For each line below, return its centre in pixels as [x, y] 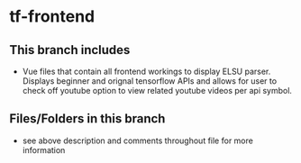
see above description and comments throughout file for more [138, 140]
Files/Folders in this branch [87, 119]
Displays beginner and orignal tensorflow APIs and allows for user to [150, 81]
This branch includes [70, 50]
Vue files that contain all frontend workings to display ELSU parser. [146, 71]
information [44, 149]
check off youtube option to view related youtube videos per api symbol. [157, 91]
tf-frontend [52, 17]
